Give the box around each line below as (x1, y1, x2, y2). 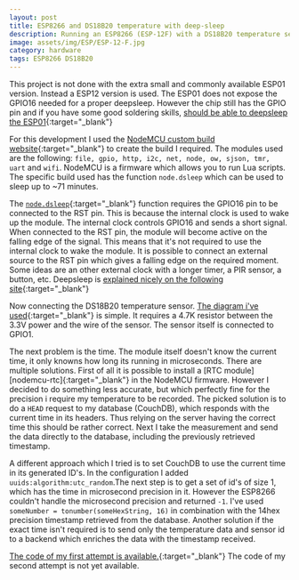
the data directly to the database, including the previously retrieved (9, 431, 255, 441)
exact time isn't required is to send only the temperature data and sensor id (9, 524, 285, 535)
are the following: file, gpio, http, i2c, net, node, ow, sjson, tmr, (9, 153, 271, 163)
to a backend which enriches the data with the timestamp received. (9, 534, 256, 544)
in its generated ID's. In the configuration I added (9, 468, 189, 478)
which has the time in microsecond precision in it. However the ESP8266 (9, 487, 276, 496)
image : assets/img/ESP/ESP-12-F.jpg (9, 37, 145, 47)
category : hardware (9, 46, 82, 55)
